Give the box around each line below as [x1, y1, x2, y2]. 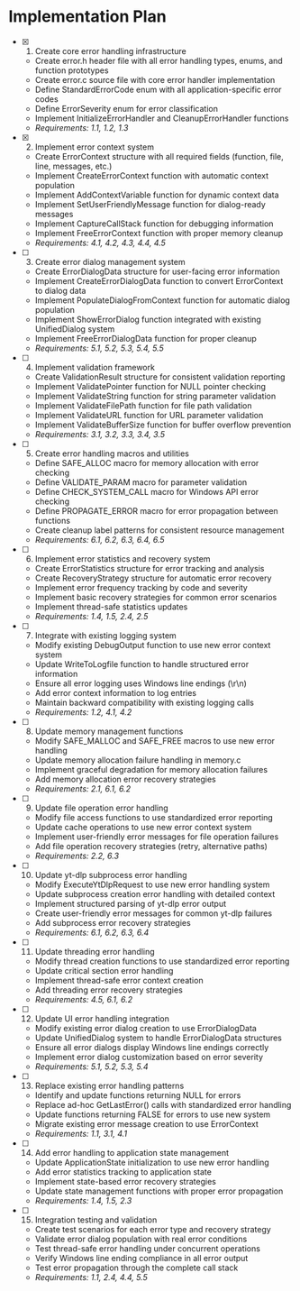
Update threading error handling [34, 946, 155, 957]
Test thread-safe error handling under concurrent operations [34, 1242, 260, 1254]
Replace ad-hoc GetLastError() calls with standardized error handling [34, 1099, 292, 1110]
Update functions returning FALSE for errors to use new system [34, 1109, 271, 1120]
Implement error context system [34, 142, 155, 152]
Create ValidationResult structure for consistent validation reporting [34, 371, 286, 382]
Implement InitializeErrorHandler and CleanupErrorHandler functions [34, 113, 289, 124]
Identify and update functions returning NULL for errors [34, 1089, 241, 1101]
